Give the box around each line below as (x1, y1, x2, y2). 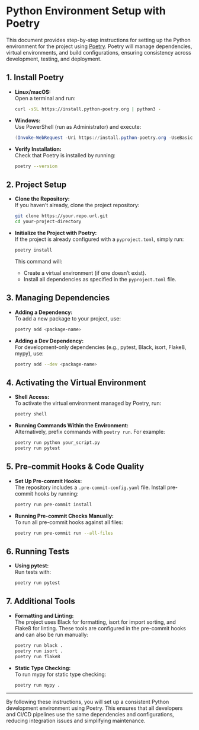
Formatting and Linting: (14, 612, 74, 619)
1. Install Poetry (6, 72, 64, 82)
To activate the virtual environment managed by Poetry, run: (14, 399, 162, 407)
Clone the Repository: (14, 195, 70, 202)
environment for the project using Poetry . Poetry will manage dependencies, (6, 43, 192, 50)
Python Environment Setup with (6, 4, 166, 18)
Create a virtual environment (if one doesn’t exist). (23, 269, 146, 277)
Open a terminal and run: (14, 94, 76, 101)
